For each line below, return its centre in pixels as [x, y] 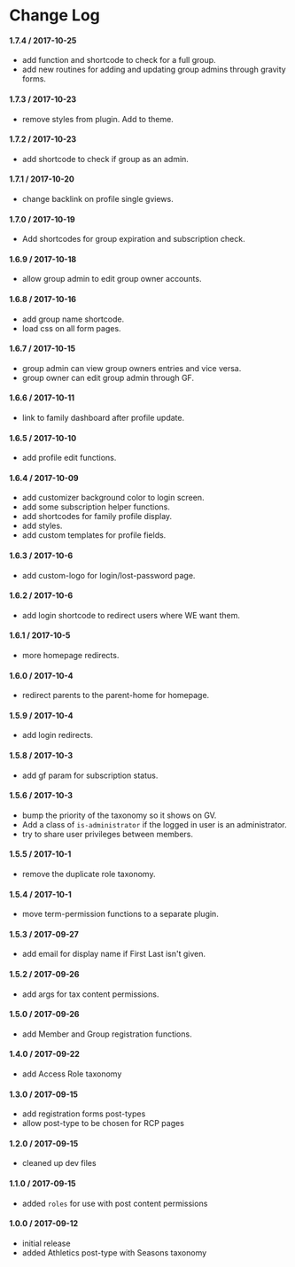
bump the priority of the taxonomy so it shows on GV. [119, 815]
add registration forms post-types [84, 1114]
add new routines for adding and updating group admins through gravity [154, 70]
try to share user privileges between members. [107, 834]
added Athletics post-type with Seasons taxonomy [114, 1252]
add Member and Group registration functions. [107, 1034]
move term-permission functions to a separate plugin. [120, 914]
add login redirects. [57, 735]
